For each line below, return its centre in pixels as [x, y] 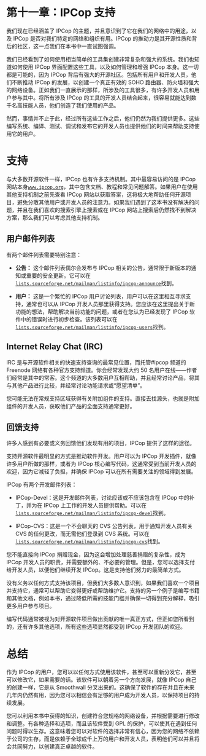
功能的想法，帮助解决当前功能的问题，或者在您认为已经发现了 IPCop [101, 312]
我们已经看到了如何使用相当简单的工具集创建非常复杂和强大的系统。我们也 [100, 59]
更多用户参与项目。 [31, 606]
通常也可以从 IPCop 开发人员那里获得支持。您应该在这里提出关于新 [110, 304]
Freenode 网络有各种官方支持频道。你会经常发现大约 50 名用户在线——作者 [102, 370]
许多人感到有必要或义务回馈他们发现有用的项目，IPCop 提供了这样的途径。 [101, 443]
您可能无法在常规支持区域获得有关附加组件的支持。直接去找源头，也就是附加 [103, 398]
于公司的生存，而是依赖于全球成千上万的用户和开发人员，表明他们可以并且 [100, 739]
